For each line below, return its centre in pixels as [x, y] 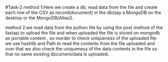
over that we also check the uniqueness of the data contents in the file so [81, 49]
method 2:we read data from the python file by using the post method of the [84, 27]
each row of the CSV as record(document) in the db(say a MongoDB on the [83, 12]
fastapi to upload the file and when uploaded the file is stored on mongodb [82, 33]
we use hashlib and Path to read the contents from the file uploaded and [80, 43]
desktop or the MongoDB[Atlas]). [39, 18]
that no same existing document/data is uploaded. [57, 54]
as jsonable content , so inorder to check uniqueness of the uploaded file [81, 38]
